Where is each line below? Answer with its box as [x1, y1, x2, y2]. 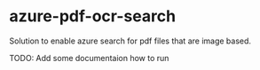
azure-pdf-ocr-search [9, 6, 176, 27]
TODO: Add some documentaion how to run [9, 52, 169, 63]
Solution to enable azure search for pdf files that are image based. [9, 35, 251, 46]
